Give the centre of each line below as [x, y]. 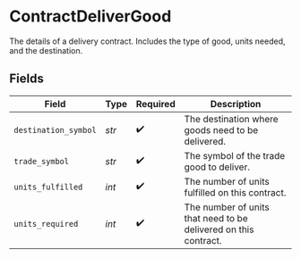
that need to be [216, 218]
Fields [27, 79]
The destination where [232, 119]
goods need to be [221, 129]
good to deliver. [217, 167]
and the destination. [46, 50]
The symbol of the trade [235, 155]
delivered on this [219, 229]
